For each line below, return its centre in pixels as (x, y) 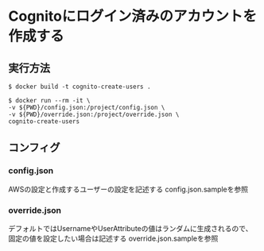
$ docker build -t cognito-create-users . (80, 87)
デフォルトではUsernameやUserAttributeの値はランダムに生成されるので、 (130, 228)
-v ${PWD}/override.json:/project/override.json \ (94, 114)
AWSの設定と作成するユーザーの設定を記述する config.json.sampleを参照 (128, 189)
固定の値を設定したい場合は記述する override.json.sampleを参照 (113, 238)
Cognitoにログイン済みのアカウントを (132, 16)
